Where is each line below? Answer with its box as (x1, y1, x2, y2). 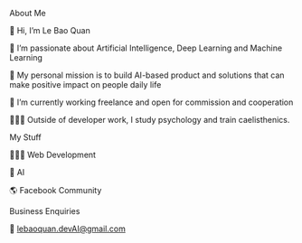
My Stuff (9, 132, 42, 143)
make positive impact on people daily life (9, 79, 162, 89)
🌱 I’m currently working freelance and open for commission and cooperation (9, 97, 294, 107)
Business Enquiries (9, 206, 80, 216)
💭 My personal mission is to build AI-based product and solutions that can (9, 70, 285, 80)
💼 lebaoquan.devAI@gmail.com (9, 223, 127, 234)
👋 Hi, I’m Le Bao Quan (9, 25, 90, 35)
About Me (9, 8, 47, 18)
